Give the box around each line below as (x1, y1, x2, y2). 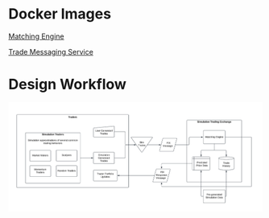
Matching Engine (8, 31, 64, 41)
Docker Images (8, 5, 111, 23)
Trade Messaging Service (8, 47, 94, 56)
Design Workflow (8, 76, 127, 93)
